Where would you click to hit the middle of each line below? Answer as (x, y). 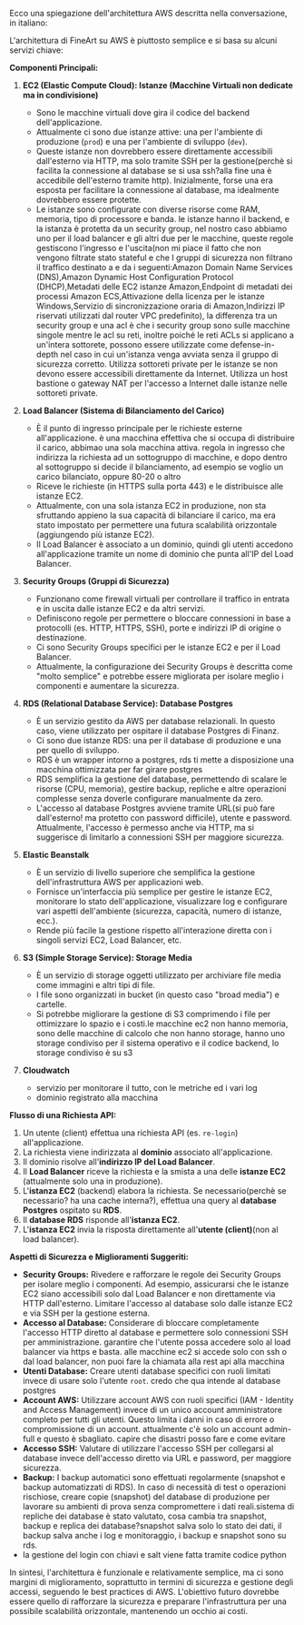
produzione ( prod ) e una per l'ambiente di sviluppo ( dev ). (142, 141)
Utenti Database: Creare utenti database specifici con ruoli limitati (147, 1371)
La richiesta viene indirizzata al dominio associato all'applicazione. (147, 1152)
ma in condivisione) (60, 95)
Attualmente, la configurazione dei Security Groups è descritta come (164, 666)
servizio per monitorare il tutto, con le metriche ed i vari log (147, 1088)
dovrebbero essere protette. (89, 200)
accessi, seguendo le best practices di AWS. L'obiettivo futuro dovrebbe (144, 1592)
